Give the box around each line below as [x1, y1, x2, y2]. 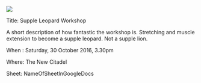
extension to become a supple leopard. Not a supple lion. [6, 35, 148, 42]
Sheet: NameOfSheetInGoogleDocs [6, 70, 94, 77]
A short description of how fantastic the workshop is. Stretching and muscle [6, 29, 195, 35]
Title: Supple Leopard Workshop [6, 17, 87, 24]
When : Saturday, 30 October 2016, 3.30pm [6, 47, 114, 54]
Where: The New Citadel [6, 58, 67, 66]
